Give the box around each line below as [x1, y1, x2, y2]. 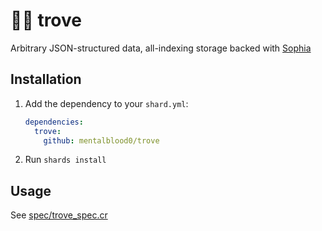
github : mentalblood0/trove [43, 135, 160, 146]
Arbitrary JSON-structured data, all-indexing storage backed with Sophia [10, 42, 312, 54]
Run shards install [24, 154, 107, 166]
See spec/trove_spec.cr [10, 209, 108, 221]
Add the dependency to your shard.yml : [24, 97, 189, 109]
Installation [10, 71, 82, 88]
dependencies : [24, 117, 84, 127]
